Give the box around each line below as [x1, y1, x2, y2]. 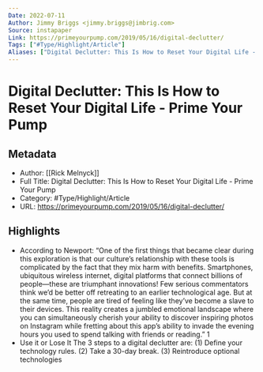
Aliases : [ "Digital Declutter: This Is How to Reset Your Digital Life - [8, 48, 257, 56]
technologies [19, 355, 62, 364]
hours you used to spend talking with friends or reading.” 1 [19, 329, 210, 339]
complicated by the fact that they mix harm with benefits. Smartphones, [19, 262, 254, 272]
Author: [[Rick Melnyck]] [19, 168, 100, 178]
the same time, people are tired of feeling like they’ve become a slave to [19, 295, 254, 305]
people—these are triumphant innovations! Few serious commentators [19, 279, 249, 288]
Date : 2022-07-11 [8, 11, 66, 20]
